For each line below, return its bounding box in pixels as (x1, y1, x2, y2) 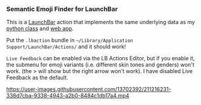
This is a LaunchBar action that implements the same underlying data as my (6, 19, 196, 26)
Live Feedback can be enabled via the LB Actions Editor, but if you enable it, (6, 55, 195, 62)
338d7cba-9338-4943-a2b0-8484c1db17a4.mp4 (6, 92, 130, 100)
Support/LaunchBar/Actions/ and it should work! (6, 43, 126, 50)
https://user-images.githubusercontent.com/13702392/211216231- (6, 86, 171, 93)
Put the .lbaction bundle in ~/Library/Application (6, 37, 133, 44)
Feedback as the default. (6, 74, 68, 81)
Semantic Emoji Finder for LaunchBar (6, 5, 118, 13)
